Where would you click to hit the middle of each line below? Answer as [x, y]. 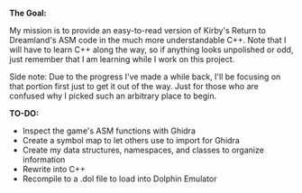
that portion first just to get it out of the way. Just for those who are [134, 86]
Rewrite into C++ [54, 169]
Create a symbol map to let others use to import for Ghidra [131, 140]
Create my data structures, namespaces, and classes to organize [143, 150]
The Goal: [28, 13]
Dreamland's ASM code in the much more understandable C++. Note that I [148, 40]
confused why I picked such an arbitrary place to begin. [113, 96]
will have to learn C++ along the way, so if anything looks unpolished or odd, [151, 50]
